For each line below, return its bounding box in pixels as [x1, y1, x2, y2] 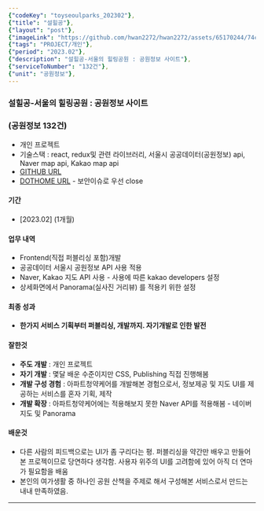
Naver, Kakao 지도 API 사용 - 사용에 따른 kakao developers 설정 [19, 273, 220, 282]
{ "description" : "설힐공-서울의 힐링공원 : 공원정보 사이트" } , [8, 56, 192, 64]
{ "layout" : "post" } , [8, 26, 76, 34]
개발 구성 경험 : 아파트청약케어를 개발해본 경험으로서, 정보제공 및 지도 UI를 [19, 379, 246, 388]
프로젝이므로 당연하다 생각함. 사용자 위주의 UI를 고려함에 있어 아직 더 [27, 457, 238, 466]
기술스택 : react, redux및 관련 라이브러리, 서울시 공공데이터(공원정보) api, [19, 149, 246, 159]
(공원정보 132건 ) [8, 120, 68, 131]
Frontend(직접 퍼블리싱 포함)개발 [19, 253, 122, 263]
